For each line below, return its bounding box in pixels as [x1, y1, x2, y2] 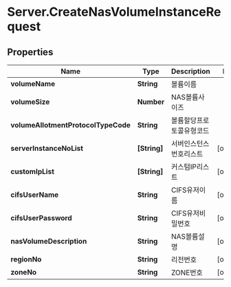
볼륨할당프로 [170, 116, 210, 125]
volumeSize [10, 97, 50, 107]
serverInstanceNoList [10, 144, 84, 153]
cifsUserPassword [10, 213, 72, 222]
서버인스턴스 [170, 139, 210, 148]
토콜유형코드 [170, 126, 210, 135]
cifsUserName [10, 190, 59, 200]
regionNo [10, 255, 42, 264]
